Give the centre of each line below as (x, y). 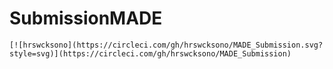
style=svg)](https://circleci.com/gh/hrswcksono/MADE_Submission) (150, 53)
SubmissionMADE (86, 18)
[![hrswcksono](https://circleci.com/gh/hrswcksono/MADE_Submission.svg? (166, 45)
